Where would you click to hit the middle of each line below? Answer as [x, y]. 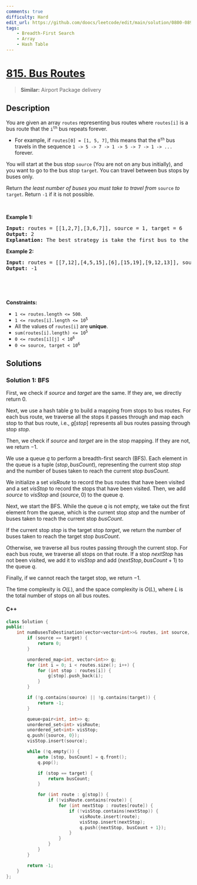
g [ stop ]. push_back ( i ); [76, 676]
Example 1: [20, 217]
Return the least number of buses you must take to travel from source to [93, 188]
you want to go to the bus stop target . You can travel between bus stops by [98, 170]
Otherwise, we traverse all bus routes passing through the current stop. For [97, 548]
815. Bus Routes [46, 74]
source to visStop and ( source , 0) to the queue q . [65, 495]
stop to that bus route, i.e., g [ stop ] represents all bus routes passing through [98, 423]
